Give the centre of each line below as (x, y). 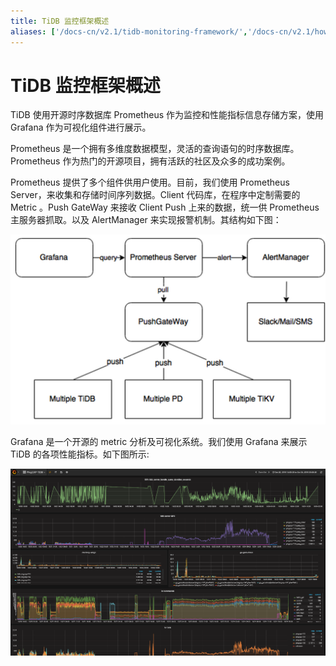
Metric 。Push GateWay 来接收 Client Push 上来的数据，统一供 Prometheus (165, 207)
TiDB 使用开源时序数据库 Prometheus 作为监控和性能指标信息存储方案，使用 (167, 115)
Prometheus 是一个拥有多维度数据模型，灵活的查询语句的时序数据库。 (155, 149)
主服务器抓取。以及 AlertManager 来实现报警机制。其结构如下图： (146, 220)
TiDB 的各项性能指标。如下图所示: (80, 454)
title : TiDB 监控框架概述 (60, 21)
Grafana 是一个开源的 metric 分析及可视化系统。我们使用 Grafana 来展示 (159, 441)
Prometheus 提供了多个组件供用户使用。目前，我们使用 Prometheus (150, 182)
